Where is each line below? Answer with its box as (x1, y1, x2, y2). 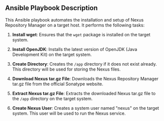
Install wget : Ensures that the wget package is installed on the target (12, 31, 151, 37)
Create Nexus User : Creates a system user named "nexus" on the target (12, 105, 160, 111)
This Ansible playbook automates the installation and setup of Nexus (5, 17, 144, 23)
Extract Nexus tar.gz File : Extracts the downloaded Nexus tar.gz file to (12, 90, 156, 96)
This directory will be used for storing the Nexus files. (12, 66, 121, 72)
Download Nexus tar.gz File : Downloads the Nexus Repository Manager (12, 75, 159, 81)
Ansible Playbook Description (5, 4, 98, 12)
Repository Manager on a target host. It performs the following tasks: (5, 22, 145, 28)
